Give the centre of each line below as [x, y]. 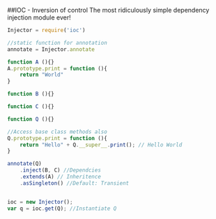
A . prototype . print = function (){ [57, 68]
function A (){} [31, 62]
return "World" [42, 75]
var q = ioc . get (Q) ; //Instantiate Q [62, 209]
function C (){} [31, 107]
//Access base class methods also [57, 132]
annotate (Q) [24, 164]
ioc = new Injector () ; [40, 202]
